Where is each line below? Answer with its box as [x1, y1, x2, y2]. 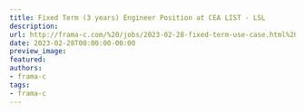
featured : [9, 55, 47, 64]
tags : [9, 80, 30, 89]
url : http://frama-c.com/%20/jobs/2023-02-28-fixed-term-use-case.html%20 [9, 30, 299, 39]
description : [9, 22, 59, 31]
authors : [9, 64, 43, 73]
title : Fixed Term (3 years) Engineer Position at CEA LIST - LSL [9, 13, 266, 23]
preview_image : [9, 47, 67, 56]
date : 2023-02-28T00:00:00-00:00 [9, 38, 136, 48]
